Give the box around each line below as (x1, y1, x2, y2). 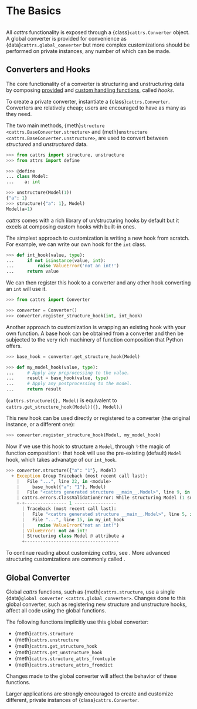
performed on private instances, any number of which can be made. (6, 47, 171, 54)
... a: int (6, 179, 41, 185)
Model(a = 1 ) (6, 206, 33, 212)
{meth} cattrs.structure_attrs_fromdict (14, 661, 113, 668)
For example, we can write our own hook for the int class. (6, 240, 147, 248)
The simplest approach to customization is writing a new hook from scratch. (6, 234, 190, 241)
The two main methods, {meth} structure (6, 122, 105, 129)
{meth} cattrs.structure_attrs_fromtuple (14, 655, 116, 662)
